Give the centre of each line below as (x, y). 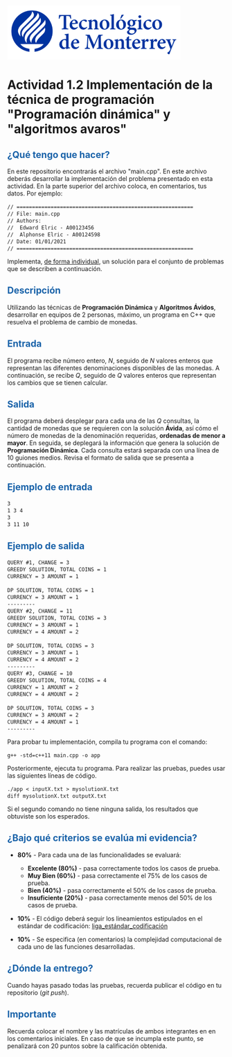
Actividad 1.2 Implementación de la (110, 85)
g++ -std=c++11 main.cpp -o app (54, 755)
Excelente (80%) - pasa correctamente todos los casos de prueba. (124, 868)
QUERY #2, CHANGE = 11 (40, 611)
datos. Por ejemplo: (35, 193)
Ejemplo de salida (46, 546)
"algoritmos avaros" (67, 129)
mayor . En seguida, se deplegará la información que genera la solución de (114, 443)
